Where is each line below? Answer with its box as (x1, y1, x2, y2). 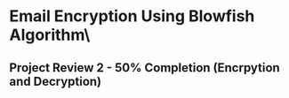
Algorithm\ (9, 25, 91, 45)
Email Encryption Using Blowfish (9, 6, 255, 26)
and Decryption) (9, 73, 102, 89)
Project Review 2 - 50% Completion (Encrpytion (9, 60, 280, 75)
